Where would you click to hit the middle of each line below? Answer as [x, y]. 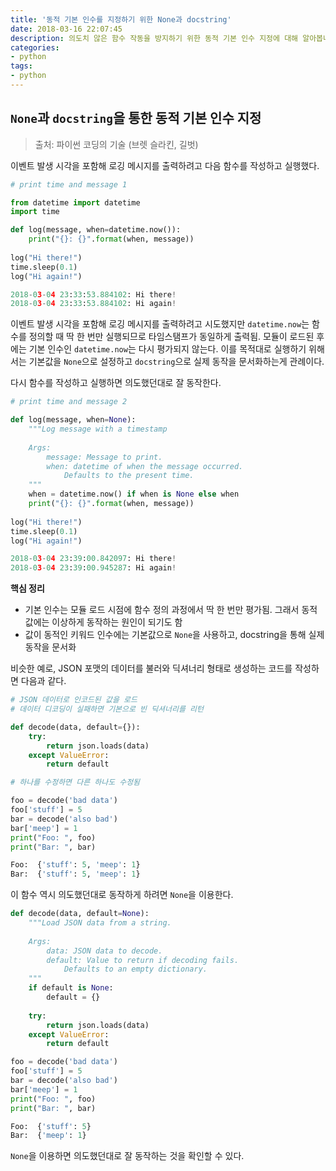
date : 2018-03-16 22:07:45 [66, 29]
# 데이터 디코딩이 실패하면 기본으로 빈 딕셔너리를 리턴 [107, 709]
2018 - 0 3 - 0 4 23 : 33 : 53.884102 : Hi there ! [93, 294]
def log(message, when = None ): [73, 420]
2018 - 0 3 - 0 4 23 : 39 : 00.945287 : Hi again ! [93, 568]
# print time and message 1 [69, 184]
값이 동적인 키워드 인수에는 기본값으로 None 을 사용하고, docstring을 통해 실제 [174, 635]
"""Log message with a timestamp [98, 429]
